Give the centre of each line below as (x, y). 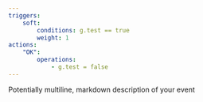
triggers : (25, 15)
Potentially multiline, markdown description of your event (101, 89)
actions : (23, 45)
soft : (32, 23)
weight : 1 (53, 38)
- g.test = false (80, 67)
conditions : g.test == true (83, 30)
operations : (57, 60)
